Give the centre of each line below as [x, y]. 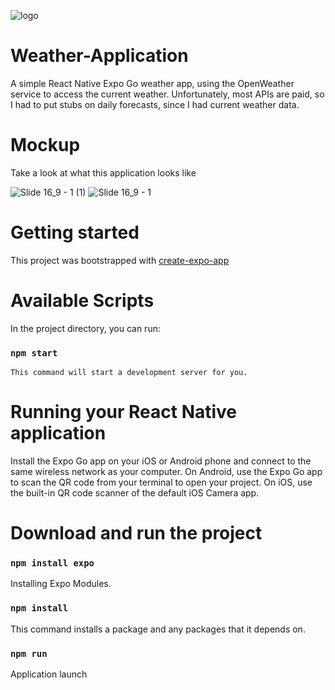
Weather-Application [99, 56]
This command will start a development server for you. [129, 373]
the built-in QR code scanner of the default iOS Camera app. [135, 492]
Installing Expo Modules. [61, 584]
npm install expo [52, 563]
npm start [34, 353]
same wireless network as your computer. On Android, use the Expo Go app [166, 471]
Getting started [75, 232]
